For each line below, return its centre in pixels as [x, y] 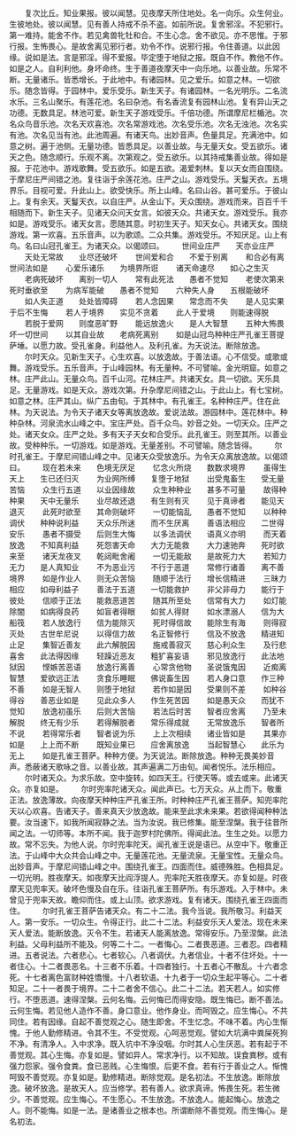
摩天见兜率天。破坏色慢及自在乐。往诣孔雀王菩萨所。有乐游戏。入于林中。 [145, 888]
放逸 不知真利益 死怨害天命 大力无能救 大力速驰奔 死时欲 [147, 545]
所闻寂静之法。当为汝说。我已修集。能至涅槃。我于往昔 [179, 822]
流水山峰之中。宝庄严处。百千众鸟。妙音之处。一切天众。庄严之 [171, 423]
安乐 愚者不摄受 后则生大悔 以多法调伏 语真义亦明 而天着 [148, 534]
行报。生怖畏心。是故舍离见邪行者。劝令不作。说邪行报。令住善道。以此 [141, 46]
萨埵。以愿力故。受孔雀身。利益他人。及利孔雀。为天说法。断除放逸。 [137, 345]
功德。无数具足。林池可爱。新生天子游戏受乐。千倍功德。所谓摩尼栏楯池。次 [148, 113]
